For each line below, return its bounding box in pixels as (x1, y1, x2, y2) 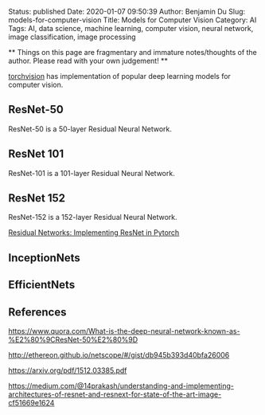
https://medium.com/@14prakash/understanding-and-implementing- (8, 382, 235, 391)
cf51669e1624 (8, 398, 55, 408)
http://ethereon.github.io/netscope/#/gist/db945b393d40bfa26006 (8, 350, 230, 360)
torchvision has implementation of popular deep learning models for (8, 72, 231, 80)
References (8, 305, 67, 319)
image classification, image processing (8, 32, 137, 41)
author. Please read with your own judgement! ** (8, 56, 169, 65)
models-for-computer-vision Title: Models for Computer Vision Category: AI (8, 15, 257, 25)
